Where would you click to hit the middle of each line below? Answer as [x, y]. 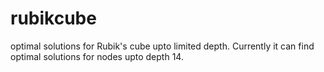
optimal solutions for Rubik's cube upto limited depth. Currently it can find [162, 46]
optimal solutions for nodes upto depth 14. [97, 56]
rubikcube [53, 18]
